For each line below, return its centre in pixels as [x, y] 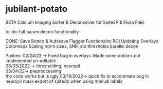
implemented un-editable [31, 60]
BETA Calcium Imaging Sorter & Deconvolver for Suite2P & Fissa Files [75, 22]
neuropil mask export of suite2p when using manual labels [64, 81]
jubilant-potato [36, 9]
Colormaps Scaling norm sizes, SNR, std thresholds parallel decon [72, 46]
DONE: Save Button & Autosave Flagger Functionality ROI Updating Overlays [82, 41]
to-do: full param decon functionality [42, 31]
